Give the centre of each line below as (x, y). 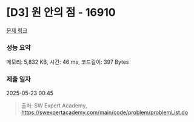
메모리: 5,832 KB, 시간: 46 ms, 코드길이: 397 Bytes (68, 62)
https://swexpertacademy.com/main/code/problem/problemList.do (105, 112)
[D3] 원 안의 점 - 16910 (61, 12)
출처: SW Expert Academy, (54, 105)
